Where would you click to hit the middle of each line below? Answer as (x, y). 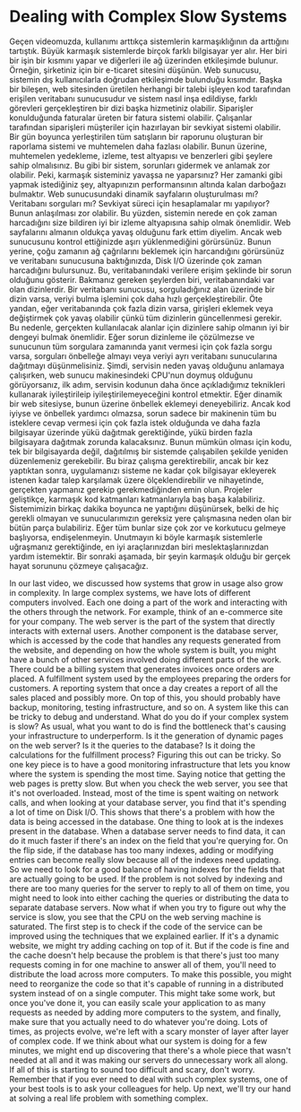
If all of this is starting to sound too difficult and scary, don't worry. (132, 1069)
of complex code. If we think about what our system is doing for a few (138, 1041)
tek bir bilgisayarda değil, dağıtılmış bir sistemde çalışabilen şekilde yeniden (149, 451)
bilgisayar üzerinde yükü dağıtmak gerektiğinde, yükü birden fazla (131, 432)
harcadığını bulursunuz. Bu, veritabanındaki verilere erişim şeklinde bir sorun (150, 270)
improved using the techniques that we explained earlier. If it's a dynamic (144, 936)
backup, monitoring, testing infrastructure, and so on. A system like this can (149, 707)
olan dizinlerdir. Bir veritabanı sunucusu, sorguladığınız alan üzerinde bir (142, 289)
